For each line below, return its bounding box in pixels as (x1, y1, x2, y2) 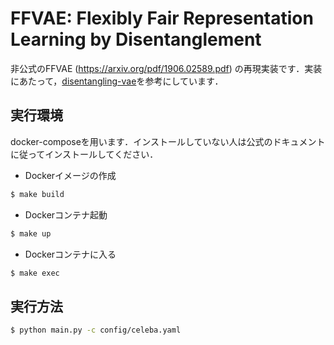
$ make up (10, 228, 52, 239)
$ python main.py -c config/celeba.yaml (10, 325, 182, 336)
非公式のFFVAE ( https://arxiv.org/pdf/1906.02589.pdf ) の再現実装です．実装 (10, 62, 323, 74)
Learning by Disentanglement (10, 28, 262, 51)
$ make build (10, 189, 65, 199)
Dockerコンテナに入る (24, 248, 117, 260)
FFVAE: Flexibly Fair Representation (10, 7, 314, 30)
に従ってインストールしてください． (10, 148, 159, 160)
